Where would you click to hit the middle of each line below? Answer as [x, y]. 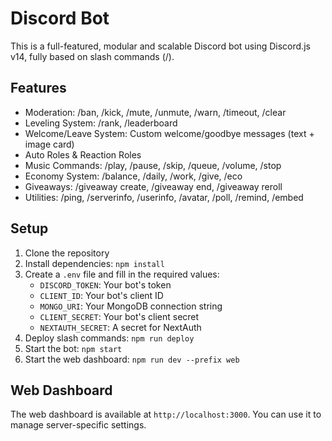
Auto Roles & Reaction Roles [83, 154]
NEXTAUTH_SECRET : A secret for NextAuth [120, 327]
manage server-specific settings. [78, 425]
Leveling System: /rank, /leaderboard [101, 123]
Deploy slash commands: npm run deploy [109, 338]
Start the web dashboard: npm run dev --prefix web [132, 359]
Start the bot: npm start [73, 348]
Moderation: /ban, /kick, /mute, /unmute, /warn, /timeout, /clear [155, 112]
